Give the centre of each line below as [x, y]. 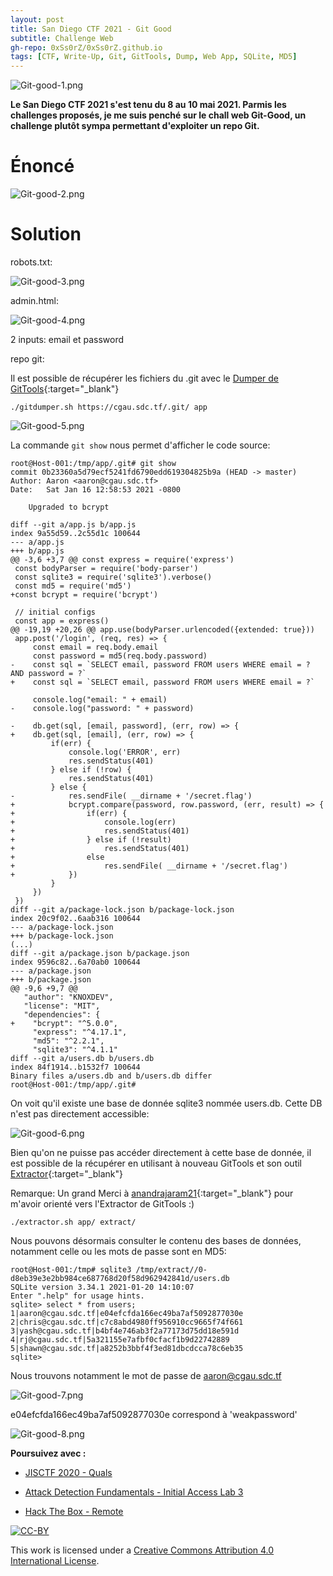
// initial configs [55, 612]
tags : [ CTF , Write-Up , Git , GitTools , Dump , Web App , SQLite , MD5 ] [154, 57]
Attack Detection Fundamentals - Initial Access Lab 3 [134, 1492]
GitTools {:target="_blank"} [65, 389]
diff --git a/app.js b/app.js [73, 525]
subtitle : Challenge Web [62, 38]
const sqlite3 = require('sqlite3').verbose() [113, 577]
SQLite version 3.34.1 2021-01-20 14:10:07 [102, 1287]
